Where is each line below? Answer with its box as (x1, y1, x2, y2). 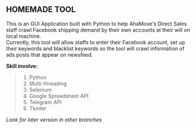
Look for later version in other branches (6, 116, 102, 123)
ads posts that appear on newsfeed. (6, 51, 93, 58)
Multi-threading (29, 80, 67, 87)
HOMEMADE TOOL (6, 5, 76, 15)
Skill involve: (6, 62, 38, 69)
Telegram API (29, 99, 62, 106)
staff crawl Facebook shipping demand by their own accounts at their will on (6, 26, 190, 33)
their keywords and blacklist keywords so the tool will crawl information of (6, 45, 185, 52)
